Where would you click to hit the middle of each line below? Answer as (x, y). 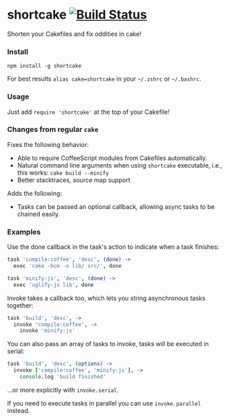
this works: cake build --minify (63, 172)
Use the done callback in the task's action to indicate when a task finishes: (113, 247)
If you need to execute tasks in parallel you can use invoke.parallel (104, 403)
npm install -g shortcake (44, 66)
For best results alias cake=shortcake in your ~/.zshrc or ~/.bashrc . (104, 79)
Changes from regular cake (53, 130)
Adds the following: (34, 193)
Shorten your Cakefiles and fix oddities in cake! (74, 34)
